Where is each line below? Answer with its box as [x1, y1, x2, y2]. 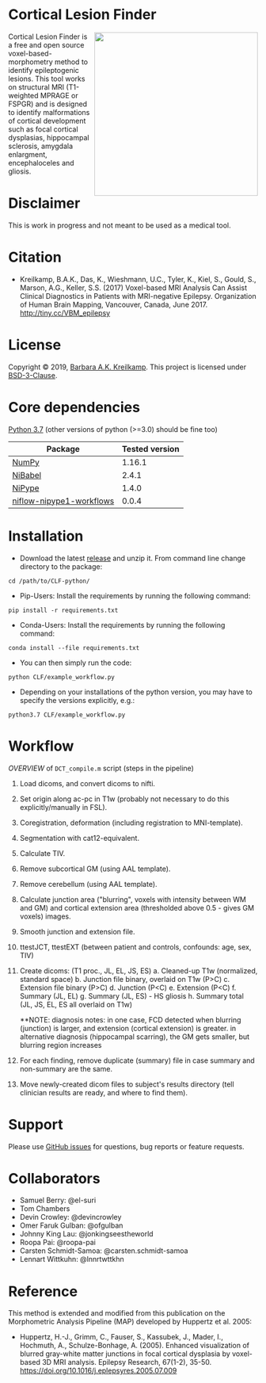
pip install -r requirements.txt [8, 606, 119, 614]
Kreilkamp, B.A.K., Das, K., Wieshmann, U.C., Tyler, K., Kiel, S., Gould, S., [19, 274, 256, 284]
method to [54, 57, 89, 67]
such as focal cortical [8, 124, 78, 134]
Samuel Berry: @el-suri [19, 1195, 97, 1205]
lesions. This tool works [8, 74, 85, 83]
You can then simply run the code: [19, 658, 132, 667]
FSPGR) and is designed [8, 99, 88, 109]
